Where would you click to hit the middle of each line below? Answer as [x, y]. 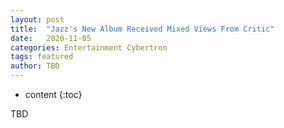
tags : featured [42, 57]
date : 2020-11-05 [51, 38]
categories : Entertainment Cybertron [89, 47]
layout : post [37, 19]
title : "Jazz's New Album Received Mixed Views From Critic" [142, 29]
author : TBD [35, 66]
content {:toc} [53, 94]
